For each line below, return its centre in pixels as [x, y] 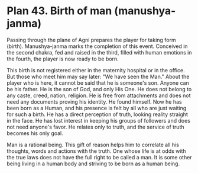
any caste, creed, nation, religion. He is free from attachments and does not [99, 95]
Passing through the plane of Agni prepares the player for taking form [91, 40]
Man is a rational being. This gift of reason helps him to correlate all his [93, 145]
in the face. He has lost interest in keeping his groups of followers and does [99, 120]
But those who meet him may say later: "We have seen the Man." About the [98, 76]
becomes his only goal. [35, 133]
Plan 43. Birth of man [59, 11]
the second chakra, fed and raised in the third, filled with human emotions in [99, 52]
